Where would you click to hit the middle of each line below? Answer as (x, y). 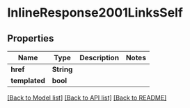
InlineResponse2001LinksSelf (95, 13)
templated (28, 81)
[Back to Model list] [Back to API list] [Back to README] (87, 98)
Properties (31, 38)
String (62, 69)
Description (100, 58)
